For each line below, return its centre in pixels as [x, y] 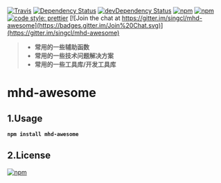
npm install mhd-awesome [43, 134]
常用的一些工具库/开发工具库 [75, 64]
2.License [29, 156]
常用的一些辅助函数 [62, 47]
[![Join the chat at [95, 18]
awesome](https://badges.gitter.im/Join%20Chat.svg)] [85, 25]
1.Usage [25, 118]
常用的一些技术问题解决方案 [74, 56]
